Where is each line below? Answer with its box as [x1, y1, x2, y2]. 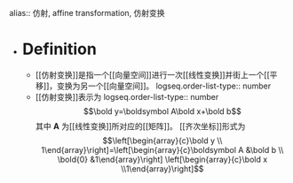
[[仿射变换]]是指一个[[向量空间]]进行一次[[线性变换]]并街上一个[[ [35, 69, 271, 80]
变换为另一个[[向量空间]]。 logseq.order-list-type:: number [56, 80, 272, 91]
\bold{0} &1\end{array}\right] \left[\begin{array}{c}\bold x [57, 154, 268, 164]
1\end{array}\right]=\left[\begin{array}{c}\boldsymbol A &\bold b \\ [41, 144, 284, 155]
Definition [21, 39, 98, 59]
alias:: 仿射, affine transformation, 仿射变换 [9, 8, 166, 18]
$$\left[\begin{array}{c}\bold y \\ [101, 135, 223, 146]
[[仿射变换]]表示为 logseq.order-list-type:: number [35, 91, 219, 102]
